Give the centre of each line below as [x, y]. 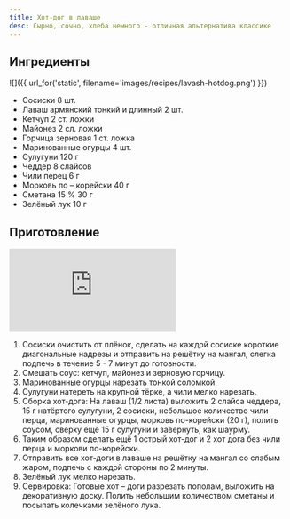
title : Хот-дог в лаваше [55, 17]
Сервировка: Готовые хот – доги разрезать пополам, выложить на [148, 486]
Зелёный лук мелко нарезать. [78, 477]
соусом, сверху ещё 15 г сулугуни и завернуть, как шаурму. [136, 430]
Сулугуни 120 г [50, 157]
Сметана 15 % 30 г [57, 195]
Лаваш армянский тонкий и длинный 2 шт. [102, 110]
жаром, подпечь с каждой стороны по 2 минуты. [115, 467]
